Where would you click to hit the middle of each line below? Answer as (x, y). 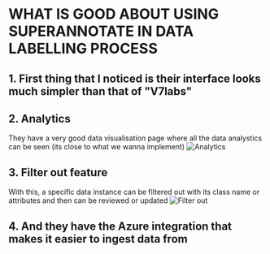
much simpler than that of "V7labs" (100, 91)
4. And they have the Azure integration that (120, 226)
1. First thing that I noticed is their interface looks (135, 78)
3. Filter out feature (58, 172)
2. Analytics (39, 118)
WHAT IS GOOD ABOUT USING (114, 14)
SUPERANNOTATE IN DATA (101, 31)
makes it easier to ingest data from (98, 239)
